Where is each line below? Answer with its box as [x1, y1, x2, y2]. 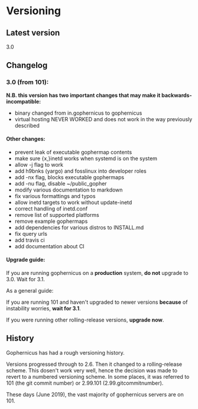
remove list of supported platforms [14, 211, 99, 218]
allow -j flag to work [14, 161, 64, 168]
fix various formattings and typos [14, 192, 96, 199]
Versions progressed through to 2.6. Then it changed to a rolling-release [6, 361, 182, 368]
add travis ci [14, 236, 46, 244]
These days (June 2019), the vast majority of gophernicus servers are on [6, 391, 184, 398]
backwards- [161, 92, 192, 99]
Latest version [6, 28, 60, 38]
